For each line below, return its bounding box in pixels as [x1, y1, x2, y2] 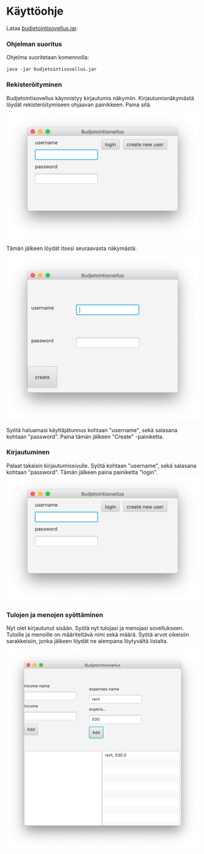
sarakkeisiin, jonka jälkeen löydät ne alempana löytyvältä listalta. [6, 637, 169, 644]
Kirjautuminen [6, 448, 50, 457]
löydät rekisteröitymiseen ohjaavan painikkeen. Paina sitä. [6, 101, 151, 108]
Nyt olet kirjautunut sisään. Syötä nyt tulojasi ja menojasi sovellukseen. [6, 624, 184, 631]
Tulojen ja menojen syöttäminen [6, 610, 104, 619]
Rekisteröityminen [6, 81, 62, 89]
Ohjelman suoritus [6, 40, 62, 48]
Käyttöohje [6, 4, 64, 18]
